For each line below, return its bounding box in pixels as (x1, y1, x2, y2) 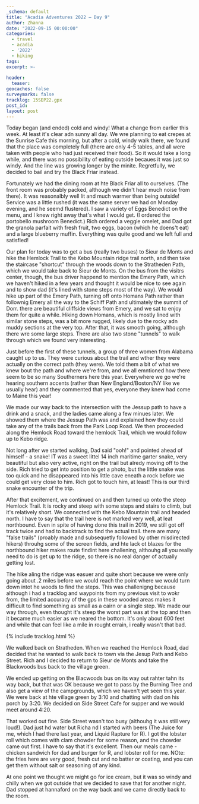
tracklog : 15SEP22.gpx (6, 97, 62, 103)
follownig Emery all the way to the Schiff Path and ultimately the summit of (6, 299, 188, 306)
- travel (11, 36, 33, 42)
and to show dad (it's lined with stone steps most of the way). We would (6, 286, 183, 293)
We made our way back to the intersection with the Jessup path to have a (6, 404, 187, 411)
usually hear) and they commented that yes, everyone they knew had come (6, 386, 191, 393)
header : (6, 75, 26, 81)
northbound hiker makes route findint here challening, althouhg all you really (6, 547, 193, 554)
